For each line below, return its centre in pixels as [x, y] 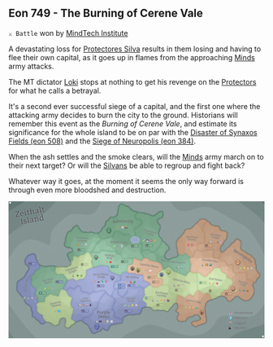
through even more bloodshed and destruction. [87, 190]
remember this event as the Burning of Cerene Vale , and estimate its [123, 123]
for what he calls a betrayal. [55, 90]
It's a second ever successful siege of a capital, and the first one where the [134, 106]
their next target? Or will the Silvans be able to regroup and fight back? [127, 165]
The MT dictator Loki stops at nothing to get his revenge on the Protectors [132, 81]
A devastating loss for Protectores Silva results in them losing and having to [135, 49]
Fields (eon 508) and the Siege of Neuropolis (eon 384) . [102, 141]
